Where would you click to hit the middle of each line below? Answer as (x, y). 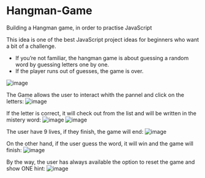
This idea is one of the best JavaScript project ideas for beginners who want (103, 39)
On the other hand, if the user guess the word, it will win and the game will (100, 143)
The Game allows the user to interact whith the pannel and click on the (95, 95)
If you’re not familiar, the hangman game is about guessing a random (102, 58)
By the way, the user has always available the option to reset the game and (101, 162)
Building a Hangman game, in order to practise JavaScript (79, 28)
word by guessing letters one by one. (62, 64)
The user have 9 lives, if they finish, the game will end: (75, 131)
